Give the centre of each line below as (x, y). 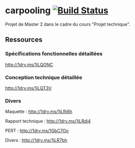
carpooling (28, 11)
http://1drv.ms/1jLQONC (29, 65)
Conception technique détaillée (44, 77)
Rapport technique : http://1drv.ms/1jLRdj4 (48, 121)
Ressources (24, 40)
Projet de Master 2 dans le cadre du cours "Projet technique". (68, 24)
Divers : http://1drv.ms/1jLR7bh (36, 140)
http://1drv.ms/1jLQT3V (28, 88)
